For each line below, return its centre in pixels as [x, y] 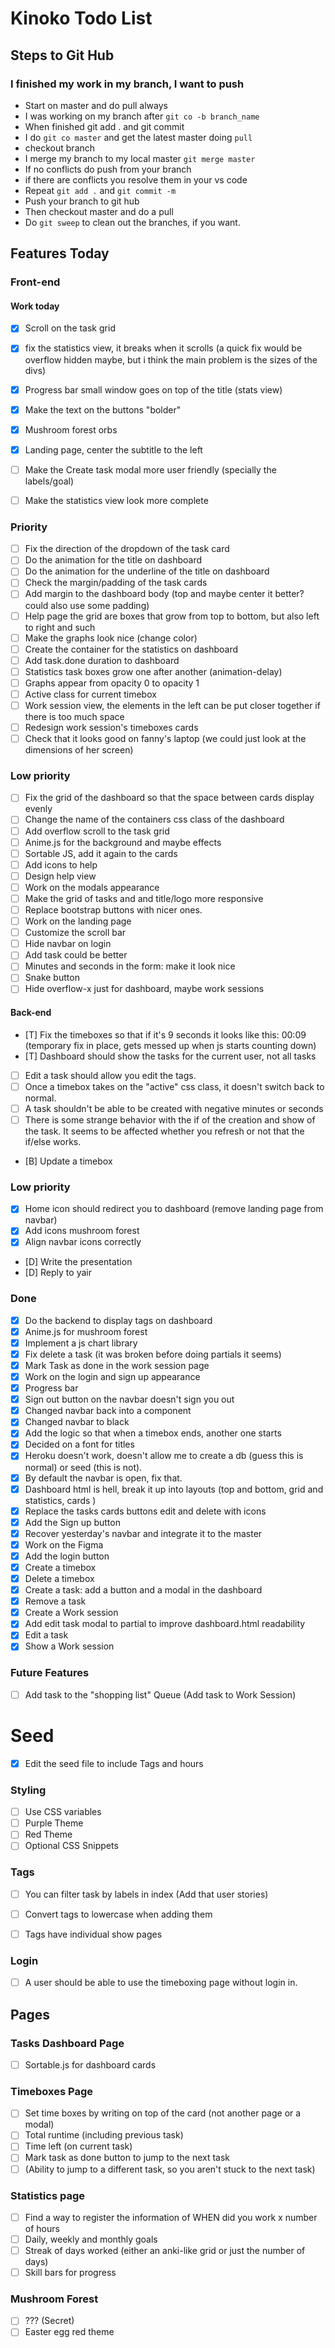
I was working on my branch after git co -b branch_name [142, 116]
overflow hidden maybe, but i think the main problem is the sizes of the [171, 359]
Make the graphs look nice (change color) [111, 638]
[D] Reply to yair [58, 1273]
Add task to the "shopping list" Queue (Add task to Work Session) [160, 1694]
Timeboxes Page [51, 2091]
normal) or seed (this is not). [83, 1467]
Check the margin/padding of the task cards [116, 583]
